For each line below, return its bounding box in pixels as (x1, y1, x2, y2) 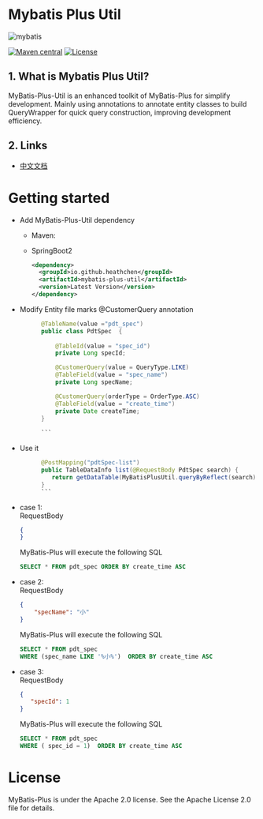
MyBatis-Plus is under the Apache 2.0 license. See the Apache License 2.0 (8, 795, 251, 804)
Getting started (8, 189, 110, 207)
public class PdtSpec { (40, 327, 123, 335)
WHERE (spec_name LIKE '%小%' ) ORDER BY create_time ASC (19, 652, 213, 660)
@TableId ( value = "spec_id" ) (54, 342, 151, 350)
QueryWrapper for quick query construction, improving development (8, 107, 232, 117)
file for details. (8, 803, 55, 813)
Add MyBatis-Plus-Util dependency (19, 215, 135, 224)
